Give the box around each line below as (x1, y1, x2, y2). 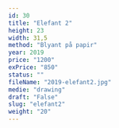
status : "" (8, 71, 44, 79)
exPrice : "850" (8, 64, 59, 72)
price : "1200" (8, 56, 56, 64)
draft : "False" (8, 93, 59, 101)
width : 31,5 (8, 33, 48, 42)
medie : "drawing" (8, 85, 66, 94)
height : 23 (8, 26, 44, 34)
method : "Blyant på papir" (8, 41, 98, 49)
